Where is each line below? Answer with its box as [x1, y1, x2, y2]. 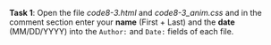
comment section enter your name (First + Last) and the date [9, 17, 235, 27]
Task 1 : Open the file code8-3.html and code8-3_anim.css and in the [9, 8, 262, 18]
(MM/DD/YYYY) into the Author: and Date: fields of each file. [9, 26, 234, 36]
